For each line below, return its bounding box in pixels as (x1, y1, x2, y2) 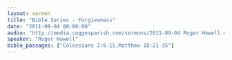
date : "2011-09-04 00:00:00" (7, 23, 91, 30)
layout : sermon (7, 10, 51, 17)
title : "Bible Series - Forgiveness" (7, 17, 116, 23)
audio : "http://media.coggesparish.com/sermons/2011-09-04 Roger (7, 29, 199, 37)
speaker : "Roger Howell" (7, 36, 79, 43)
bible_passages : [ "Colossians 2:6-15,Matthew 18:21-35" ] (7, 42, 175, 49)
